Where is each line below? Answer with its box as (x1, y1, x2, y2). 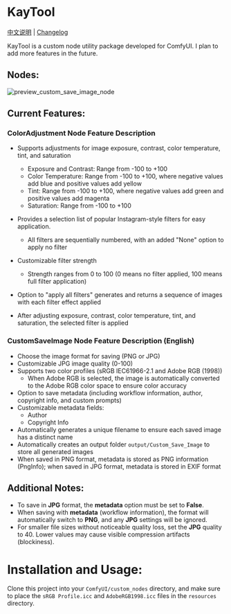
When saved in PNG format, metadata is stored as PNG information (17, 455, 209, 463)
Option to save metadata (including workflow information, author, (17, 388, 203, 397)
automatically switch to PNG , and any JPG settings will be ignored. (17, 515, 207, 523)
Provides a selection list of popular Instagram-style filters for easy (17, 215, 206, 224)
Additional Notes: (7, 482, 84, 494)
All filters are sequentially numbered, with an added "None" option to (27, 236, 224, 244)
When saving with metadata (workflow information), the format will (17, 508, 209, 516)
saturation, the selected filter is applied (17, 319, 129, 327)
